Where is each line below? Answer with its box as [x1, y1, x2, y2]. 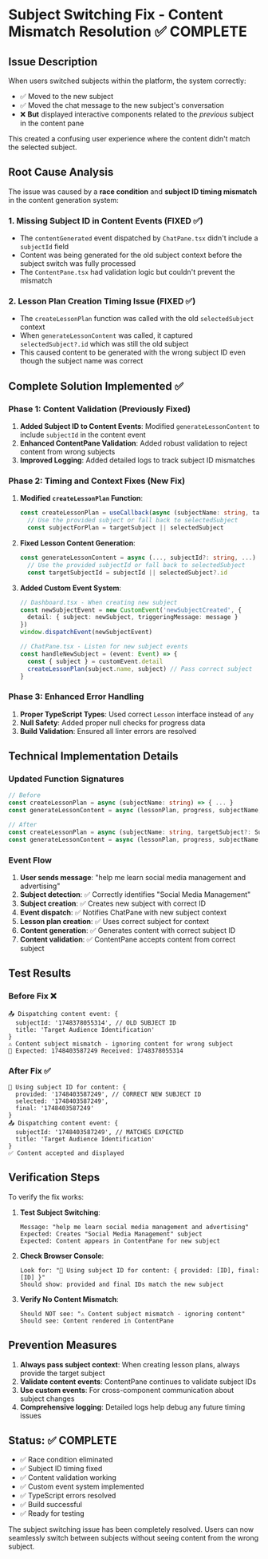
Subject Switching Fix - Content [8, 6, 223, 24]
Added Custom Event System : [19, 583, 122, 593]
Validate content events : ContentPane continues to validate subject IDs [19, 1376, 257, 1386]
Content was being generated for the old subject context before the [19, 250, 242, 260]
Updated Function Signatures [8, 773, 124, 784]
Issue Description [8, 54, 98, 69]
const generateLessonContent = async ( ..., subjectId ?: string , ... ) [19, 553, 257, 562]
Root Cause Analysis [8, 165, 114, 179]
